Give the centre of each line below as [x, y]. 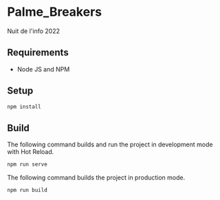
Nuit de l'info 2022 [34, 31]
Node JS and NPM [43, 69]
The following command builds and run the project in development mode [110, 144]
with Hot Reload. [31, 152]
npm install [24, 107]
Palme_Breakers [54, 12]
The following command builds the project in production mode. [96, 178]
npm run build [27, 190]
